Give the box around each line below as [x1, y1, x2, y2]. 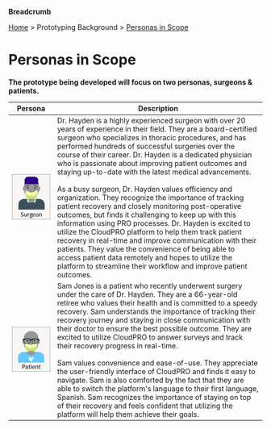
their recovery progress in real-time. [56, 340, 178, 350]
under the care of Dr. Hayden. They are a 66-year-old [56, 289, 238, 299]
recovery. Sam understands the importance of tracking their [56, 306, 256, 316]
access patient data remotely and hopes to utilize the [56, 252, 232, 262]
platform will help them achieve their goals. [56, 409, 199, 419]
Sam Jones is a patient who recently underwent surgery [56, 281, 243, 290]
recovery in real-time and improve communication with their [56, 235, 256, 245]
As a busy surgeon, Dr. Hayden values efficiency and [56, 184, 232, 194]
